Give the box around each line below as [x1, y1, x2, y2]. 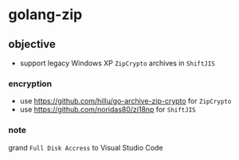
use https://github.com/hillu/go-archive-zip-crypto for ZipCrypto [19, 96, 232, 106]
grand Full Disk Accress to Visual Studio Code [8, 142, 163, 152]
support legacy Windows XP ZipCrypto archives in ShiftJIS [19, 58, 215, 68]
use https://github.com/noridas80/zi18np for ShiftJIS [19, 105, 197, 115]
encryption [8, 78, 53, 89]
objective [8, 37, 56, 51]
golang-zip [8, 6, 83, 24]
